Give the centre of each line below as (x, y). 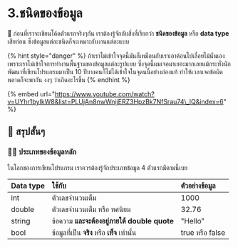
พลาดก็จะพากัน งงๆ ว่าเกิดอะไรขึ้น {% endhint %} (69, 79)
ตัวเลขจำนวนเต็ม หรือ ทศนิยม (91, 209)
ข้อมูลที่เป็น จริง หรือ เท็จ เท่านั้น (94, 232)
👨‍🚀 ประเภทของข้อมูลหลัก (42, 152)
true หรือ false (203, 232)
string (21, 221)
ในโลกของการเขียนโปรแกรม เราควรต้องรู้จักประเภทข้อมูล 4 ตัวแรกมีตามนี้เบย (97, 167)
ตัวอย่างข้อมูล (198, 186)
